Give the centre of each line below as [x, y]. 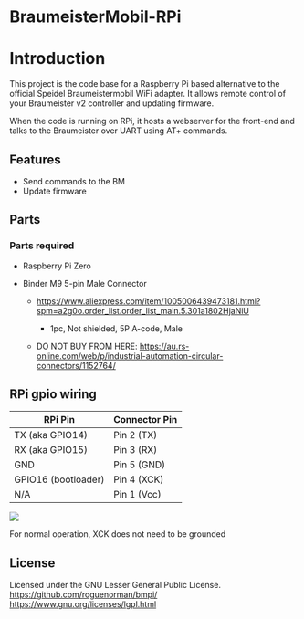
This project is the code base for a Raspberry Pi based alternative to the [145, 84]
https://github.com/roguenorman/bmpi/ [84, 594]
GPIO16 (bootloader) [59, 479]
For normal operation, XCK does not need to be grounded [118, 534]
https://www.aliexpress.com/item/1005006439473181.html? [148, 301]
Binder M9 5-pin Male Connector [85, 283]
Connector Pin [146, 420]
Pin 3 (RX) [136, 450]
